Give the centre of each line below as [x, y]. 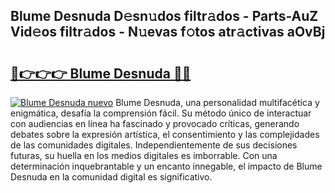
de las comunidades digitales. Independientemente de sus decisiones [154, 145]
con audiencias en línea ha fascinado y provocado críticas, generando [155, 123]
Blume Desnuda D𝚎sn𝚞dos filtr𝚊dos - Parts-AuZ [164, 16]
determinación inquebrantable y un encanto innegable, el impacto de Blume [166, 166]
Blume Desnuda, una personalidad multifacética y [217, 102]
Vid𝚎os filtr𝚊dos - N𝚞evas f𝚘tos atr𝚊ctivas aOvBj [168, 32]
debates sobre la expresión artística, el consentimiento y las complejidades [165, 134]
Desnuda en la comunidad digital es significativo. [111, 177]
